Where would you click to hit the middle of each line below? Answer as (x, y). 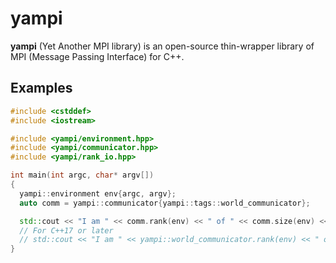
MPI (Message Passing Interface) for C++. (97, 56)
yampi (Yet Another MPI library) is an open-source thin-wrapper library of (162, 46)
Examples (41, 88)
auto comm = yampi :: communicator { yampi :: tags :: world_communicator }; (165, 203)
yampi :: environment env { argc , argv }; (98, 193)
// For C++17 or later (66, 230)
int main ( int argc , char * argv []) (82, 175)
